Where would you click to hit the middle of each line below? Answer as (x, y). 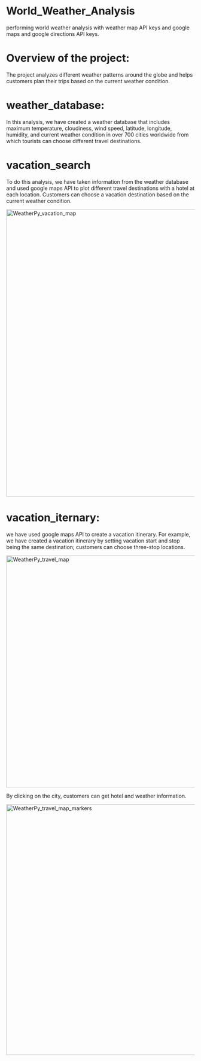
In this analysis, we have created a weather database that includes (88, 122)
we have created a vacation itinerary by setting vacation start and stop (93, 541)
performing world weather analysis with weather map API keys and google (98, 28)
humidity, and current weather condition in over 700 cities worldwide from (98, 134)
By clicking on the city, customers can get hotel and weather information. (96, 796)
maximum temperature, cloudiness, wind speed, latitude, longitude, (89, 128)
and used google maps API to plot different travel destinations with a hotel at (100, 188)
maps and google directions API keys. (53, 34)
